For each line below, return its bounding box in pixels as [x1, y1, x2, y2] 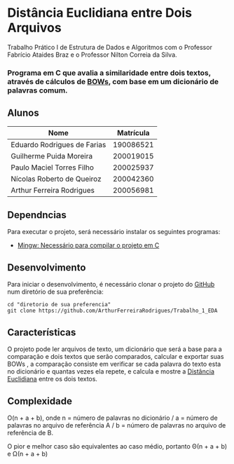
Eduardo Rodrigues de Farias [11, 139, 106, 149]
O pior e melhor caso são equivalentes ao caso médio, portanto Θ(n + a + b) [7, 442, 228, 450]
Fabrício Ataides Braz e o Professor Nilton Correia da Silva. [7, 50, 177, 59]
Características [7, 326, 76, 338]
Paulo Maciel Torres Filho [11, 163, 95, 172]
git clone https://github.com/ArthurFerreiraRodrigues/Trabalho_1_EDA [7, 307, 218, 315]
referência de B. [7, 428, 54, 437]
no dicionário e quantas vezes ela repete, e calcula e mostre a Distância [7, 367, 215, 376]
